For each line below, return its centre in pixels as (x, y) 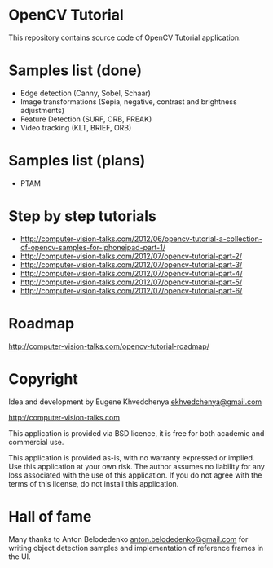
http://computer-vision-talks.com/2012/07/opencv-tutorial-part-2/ (131, 256)
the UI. (20, 557)
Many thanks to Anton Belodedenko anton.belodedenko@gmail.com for (128, 539)
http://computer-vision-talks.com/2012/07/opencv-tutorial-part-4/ (131, 273)
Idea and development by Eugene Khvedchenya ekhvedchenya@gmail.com (135, 402)
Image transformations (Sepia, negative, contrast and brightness (129, 101)
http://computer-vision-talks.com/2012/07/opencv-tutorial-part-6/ (131, 290)
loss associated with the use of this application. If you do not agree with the (135, 475)
